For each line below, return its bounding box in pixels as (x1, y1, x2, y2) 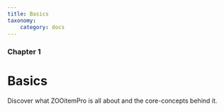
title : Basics (7, 10, 50, 18)
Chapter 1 (7, 47, 41, 57)
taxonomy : (7, 17, 37, 24)
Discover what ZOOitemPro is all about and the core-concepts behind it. (7, 96, 218, 105)
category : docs (20, 23, 65, 30)
